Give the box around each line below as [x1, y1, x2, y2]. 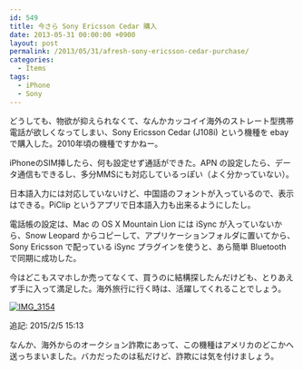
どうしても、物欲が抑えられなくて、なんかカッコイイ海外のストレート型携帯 [9, 115, 295, 126]
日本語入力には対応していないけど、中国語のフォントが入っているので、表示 [9, 188, 295, 199]
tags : [9, 73, 30, 82]
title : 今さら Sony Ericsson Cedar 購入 [9, 22, 157, 31]
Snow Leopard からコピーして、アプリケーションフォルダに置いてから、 [24, 229, 296, 240]
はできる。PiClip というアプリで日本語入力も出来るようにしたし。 [9, 199, 256, 209]
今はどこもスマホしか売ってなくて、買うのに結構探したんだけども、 [9, 271, 262, 282]
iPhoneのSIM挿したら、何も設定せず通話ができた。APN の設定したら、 [9, 157, 275, 168]
